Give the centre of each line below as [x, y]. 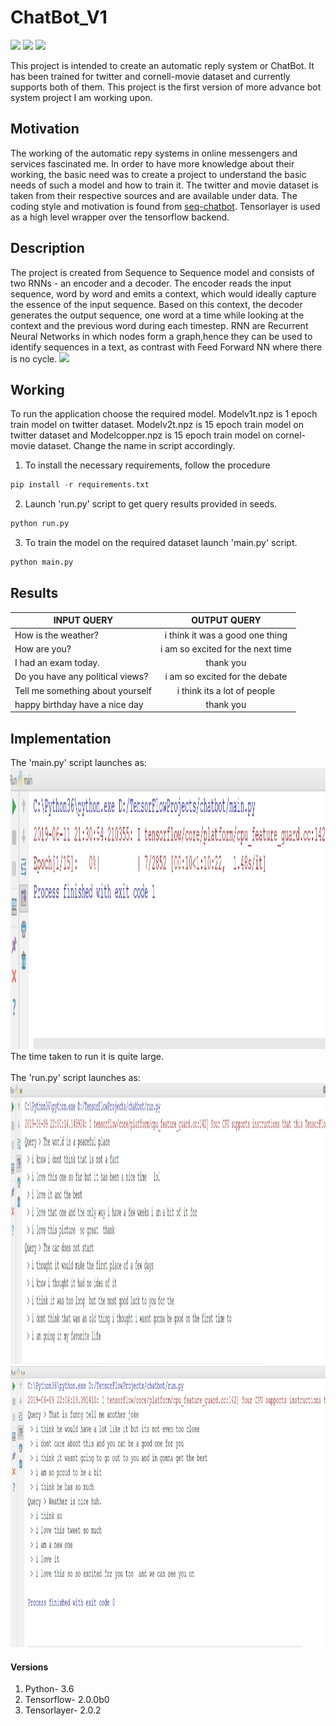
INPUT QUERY [83, 620]
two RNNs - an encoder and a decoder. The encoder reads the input [151, 283]
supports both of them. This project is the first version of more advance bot [166, 87]
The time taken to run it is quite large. [87, 1057]
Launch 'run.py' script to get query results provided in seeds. [151, 504]
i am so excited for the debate [226, 677]
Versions [29, 1667]
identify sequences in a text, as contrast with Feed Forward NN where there [166, 347]
